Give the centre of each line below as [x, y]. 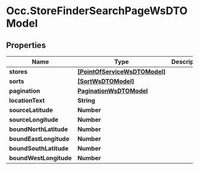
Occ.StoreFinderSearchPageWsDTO [97, 11]
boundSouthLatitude [39, 148]
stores [18, 72]
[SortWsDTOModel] [106, 81]
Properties [26, 45]
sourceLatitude [31, 110]
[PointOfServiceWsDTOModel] [121, 72]
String [86, 100]
